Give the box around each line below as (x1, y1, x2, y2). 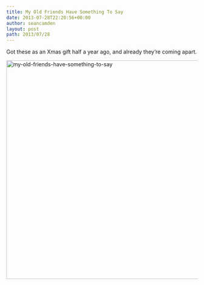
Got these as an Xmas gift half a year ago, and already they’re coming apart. (6, 48, 197, 55)
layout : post (6, 26, 39, 32)
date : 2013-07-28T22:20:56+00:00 (6, 15, 91, 21)
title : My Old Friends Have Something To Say (6, 9, 123, 15)
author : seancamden (6, 20, 56, 26)
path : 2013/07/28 (6, 32, 50, 38)
